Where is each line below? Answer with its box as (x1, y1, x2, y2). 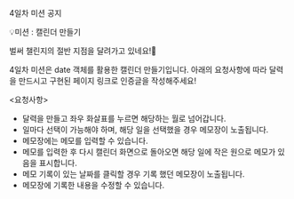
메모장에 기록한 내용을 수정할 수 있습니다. (21, 180, 165, 190)
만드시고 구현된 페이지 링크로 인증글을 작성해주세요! (18, 76, 197, 86)
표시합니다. (38, 158, 77, 168)
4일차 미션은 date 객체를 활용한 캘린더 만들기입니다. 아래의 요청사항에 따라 (9, 65, 267, 75)
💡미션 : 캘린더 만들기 (9, 27, 82, 37)
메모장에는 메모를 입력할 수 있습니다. (21, 136, 148, 146)
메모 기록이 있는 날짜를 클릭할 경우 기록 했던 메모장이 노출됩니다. (21, 169, 245, 179)
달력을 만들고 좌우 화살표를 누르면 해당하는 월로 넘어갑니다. (21, 114, 226, 123)
